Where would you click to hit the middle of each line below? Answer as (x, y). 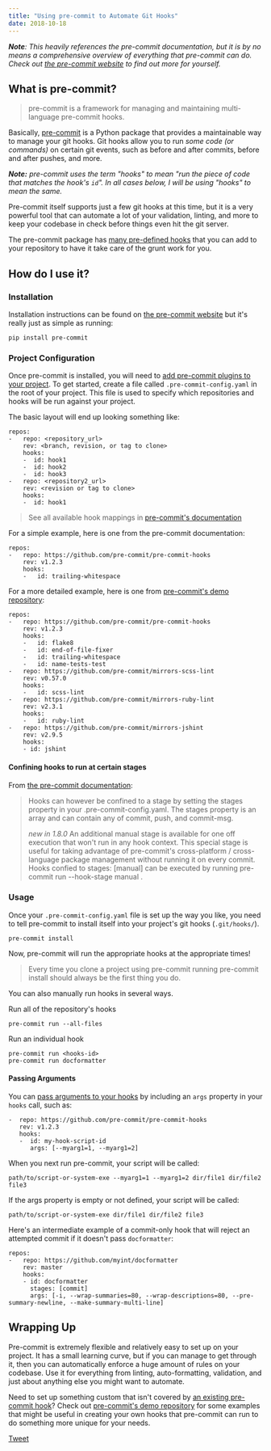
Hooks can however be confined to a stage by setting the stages (135, 800)
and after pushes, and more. (55, 158)
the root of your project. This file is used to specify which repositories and (131, 393)
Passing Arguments (42, 1078)
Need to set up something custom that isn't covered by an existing (119, 1397)
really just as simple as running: (61, 323)
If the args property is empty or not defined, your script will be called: (124, 1200)
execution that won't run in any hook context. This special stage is (138, 842)
